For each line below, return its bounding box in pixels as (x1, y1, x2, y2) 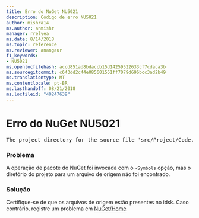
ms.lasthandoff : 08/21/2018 (6, 86, 76, 92)
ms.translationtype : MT (6, 75, 65, 81)
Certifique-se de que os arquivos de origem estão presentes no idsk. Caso (6, 199, 189, 206)
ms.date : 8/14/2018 (6, 36, 55, 42)
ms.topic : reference (6, 42, 58, 48)
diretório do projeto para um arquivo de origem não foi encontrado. (6, 170, 170, 178)
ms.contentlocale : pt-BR (6, 81, 68, 86)
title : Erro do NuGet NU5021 (6, 8, 78, 15)
